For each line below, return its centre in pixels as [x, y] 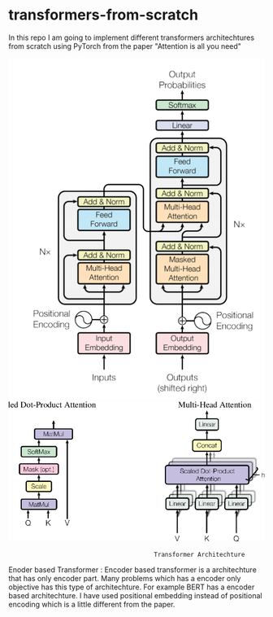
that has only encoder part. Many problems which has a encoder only [125, 579]
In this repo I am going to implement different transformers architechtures [131, 37]
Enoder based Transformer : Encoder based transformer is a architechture [133, 570]
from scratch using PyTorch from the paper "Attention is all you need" [125, 46]
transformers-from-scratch [104, 15]
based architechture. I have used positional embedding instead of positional [135, 596]
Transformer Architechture [199, 555]
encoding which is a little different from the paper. [92, 605]
